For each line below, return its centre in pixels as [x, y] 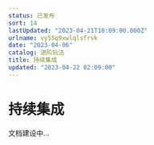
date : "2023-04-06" [41, 45]
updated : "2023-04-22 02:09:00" [62, 68]
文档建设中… [29, 133]
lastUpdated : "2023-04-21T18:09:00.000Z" [78, 30]
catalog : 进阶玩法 [37, 53]
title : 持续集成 [33, 61]
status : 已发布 [32, 16]
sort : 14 [23, 23]
